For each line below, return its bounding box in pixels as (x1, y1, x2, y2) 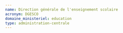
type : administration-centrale (5, 20, 70, 26)
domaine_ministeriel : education (5, 16, 72, 21)
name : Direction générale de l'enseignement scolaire (5, 7, 119, 12)
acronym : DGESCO (5, 12, 39, 16)
